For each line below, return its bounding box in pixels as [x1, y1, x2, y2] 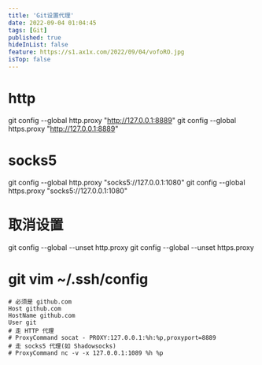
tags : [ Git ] [8, 26, 47, 34]
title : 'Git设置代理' [8, 11, 75, 20]
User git [8, 318, 37, 326]
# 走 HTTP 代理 [8, 326, 54, 335]
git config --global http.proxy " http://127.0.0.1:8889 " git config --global [8, 115, 237, 125]
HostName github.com [8, 311, 76, 319]
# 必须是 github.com [8, 297, 72, 306]
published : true [8, 33, 61, 42]
